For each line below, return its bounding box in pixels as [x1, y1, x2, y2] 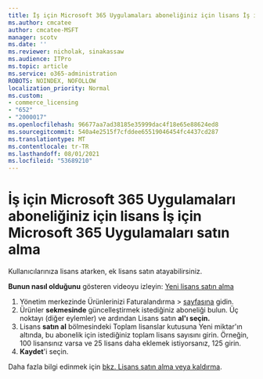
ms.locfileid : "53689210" [8, 157, 92, 165]
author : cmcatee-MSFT [8, 26, 79, 34]
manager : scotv [8, 33, 58, 42]
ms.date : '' [8, 41, 47, 49]
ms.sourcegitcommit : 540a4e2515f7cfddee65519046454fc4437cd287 [8, 128, 219, 135]
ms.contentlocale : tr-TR [8, 143, 89, 150]
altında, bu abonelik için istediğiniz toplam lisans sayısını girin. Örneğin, [19, 330, 249, 340]
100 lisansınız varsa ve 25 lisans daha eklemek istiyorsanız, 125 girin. [19, 338, 241, 348]
